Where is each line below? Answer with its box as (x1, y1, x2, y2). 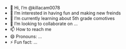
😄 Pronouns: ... (9, 33, 42, 39)
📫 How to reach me (9, 26, 51, 32)
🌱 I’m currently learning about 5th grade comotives (9, 15, 115, 21)
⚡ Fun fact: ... (9, 39, 37, 45)
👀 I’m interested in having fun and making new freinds (9, 10, 121, 16)
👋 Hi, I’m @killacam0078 (9, 5, 60, 10)
